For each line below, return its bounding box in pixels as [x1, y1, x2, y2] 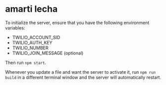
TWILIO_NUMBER [12, 45, 49, 51]
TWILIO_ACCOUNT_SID [12, 34, 60, 40]
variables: [5, 25, 25, 30]
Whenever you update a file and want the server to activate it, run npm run [5, 69, 156, 75]
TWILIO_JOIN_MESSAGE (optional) [12, 50, 84, 56]
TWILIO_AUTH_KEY [12, 39, 53, 45]
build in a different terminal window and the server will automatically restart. [5, 74, 162, 80]
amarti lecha [5, 3, 58, 15]
